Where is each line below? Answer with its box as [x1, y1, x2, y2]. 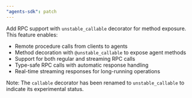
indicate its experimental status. [6, 85, 84, 92]
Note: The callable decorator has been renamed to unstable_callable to [6, 79, 185, 86]
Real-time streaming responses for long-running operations [14, 67, 161, 74]
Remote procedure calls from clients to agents [14, 43, 128, 50]
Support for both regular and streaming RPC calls [14, 55, 135, 62]
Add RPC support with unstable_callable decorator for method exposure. [6, 25, 187, 32]
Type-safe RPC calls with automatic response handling [14, 61, 149, 68]
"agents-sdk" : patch [6, 8, 57, 15]
